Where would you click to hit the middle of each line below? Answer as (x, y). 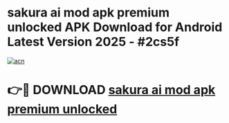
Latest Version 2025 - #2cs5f (93, 42)
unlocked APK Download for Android (115, 27)
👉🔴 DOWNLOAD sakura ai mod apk (111, 90)
